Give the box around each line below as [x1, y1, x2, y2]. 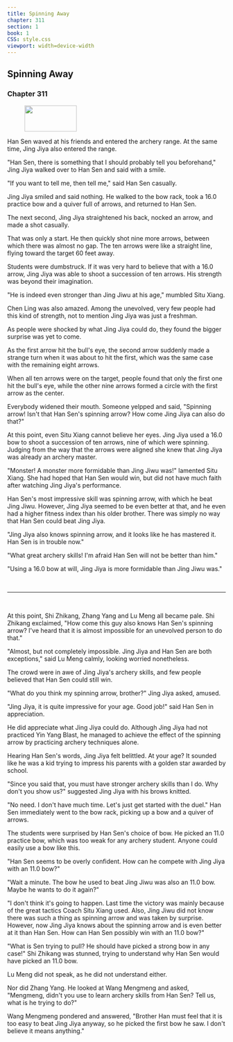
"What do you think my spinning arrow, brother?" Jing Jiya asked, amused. [7, 689, 221, 697]
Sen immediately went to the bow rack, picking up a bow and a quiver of [7, 808, 214, 816]
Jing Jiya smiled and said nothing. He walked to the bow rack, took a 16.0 [7, 192, 217, 200]
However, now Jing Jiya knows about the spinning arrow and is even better [7, 921, 222, 929]
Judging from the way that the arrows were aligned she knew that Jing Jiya [7, 445, 223, 454]
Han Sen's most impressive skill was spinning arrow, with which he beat [7, 495, 213, 503]
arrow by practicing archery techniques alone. [7, 738, 139, 746]
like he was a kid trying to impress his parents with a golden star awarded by [7, 759, 226, 767]
